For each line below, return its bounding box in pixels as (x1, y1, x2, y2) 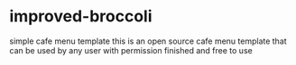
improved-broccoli (9, 6, 153, 27)
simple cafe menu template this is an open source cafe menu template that (9, 36, 287, 46)
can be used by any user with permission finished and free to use (9, 45, 253, 55)
